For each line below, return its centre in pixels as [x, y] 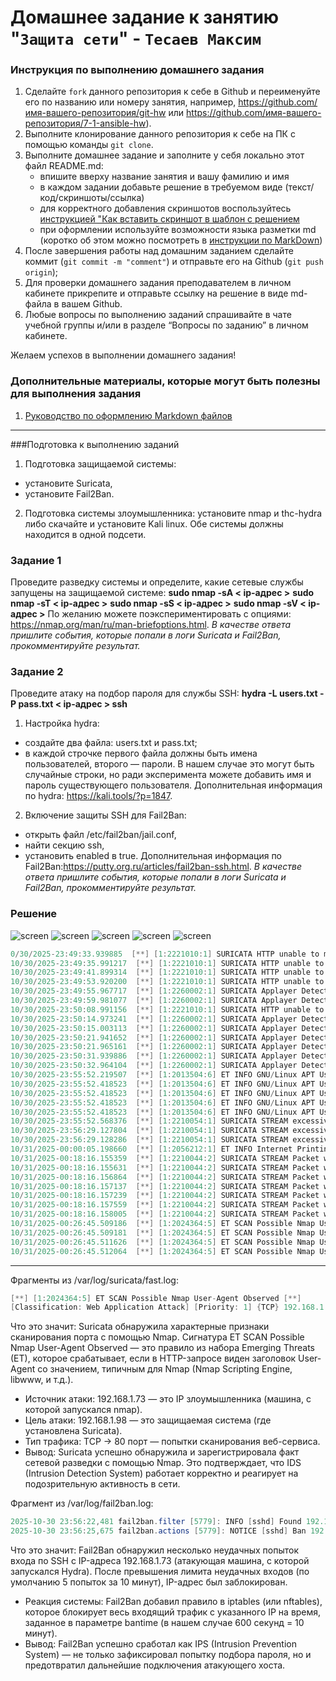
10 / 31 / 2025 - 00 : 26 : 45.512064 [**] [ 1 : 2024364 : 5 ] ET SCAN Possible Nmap [163, 1251]
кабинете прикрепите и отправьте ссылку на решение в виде [156, 293]
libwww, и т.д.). [42, 1380]
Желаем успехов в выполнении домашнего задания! [123, 355]
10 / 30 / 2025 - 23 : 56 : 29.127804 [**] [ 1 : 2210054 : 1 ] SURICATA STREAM [149, 1131]
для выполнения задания [76, 394]
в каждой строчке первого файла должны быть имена [141, 753]
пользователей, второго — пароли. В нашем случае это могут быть [169, 764]
